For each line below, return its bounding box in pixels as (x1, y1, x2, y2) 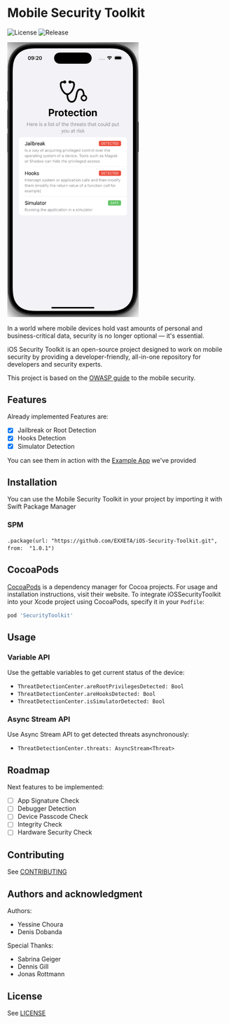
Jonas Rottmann (17, 970, 65, 978)
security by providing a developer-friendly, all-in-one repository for (7, 353, 201, 361)
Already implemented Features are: (7, 412, 109, 421)
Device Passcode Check (17, 813, 89, 821)
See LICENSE (7, 1009, 46, 1017)
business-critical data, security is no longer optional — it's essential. (7, 332, 204, 340)
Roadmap (7, 764, 50, 776)
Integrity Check (17, 820, 62, 829)
